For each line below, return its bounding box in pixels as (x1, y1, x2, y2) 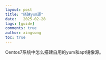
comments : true (5, 26, 37, 31)
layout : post (5, 7, 32, 12)
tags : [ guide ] (5, 21, 35, 26)
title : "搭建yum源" (5, 12, 43, 17)
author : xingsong (5, 30, 41, 35)
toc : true (5, 35, 26, 40)
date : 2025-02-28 (5, 16, 46, 21)
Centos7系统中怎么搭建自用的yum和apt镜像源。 (5, 49, 104, 55)
